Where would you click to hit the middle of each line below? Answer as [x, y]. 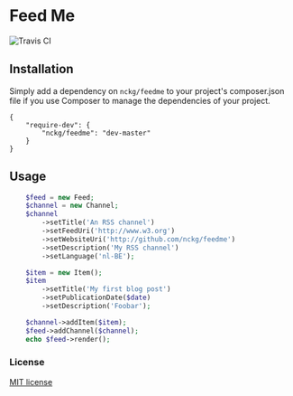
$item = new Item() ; [64, 272]
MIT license [31, 382]
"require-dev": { [58, 125]
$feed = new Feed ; [60, 197]
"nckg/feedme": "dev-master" [96, 133]
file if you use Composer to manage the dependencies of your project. [140, 100]
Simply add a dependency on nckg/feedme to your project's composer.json [147, 90]
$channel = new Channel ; [72, 206]
